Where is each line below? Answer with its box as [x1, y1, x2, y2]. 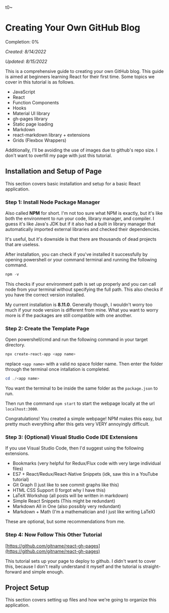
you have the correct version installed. [5, 291, 85, 298]
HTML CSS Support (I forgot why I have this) [12, 487, 106, 493]
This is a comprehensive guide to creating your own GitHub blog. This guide [5, 68, 164, 74]
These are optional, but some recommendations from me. [5, 519, 125, 525]
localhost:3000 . [5, 405, 39, 412]
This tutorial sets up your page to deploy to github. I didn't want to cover [5, 558, 156, 564]
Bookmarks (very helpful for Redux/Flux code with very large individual [12, 461, 161, 467]
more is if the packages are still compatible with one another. [5, 312, 133, 318]
